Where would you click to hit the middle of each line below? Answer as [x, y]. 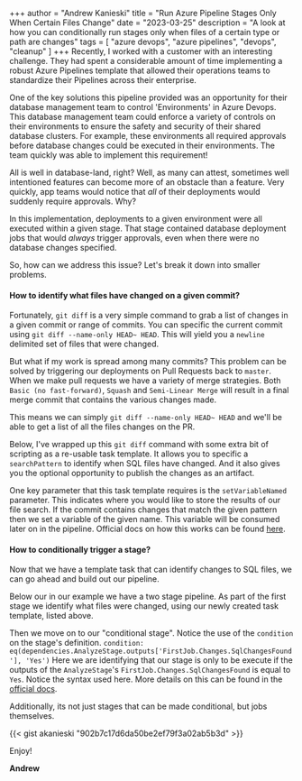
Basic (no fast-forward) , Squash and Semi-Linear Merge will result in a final [149, 390]
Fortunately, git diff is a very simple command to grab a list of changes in [149, 316]
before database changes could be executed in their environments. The [142, 145]
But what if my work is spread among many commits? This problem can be [148, 362]
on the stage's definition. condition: [77, 643]
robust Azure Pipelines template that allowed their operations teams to [140, 70]
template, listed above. [51, 616]
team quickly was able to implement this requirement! [109, 155]
